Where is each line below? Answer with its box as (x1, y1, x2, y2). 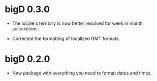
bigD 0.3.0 (5, 4, 50, 15)
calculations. (12, 25, 39, 31)
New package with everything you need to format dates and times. (12, 70, 152, 76)
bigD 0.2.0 (5, 53, 50, 65)
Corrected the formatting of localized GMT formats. (12, 35, 120, 42)
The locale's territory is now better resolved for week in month (12, 20, 143, 26)
